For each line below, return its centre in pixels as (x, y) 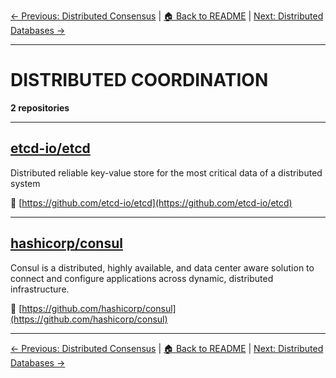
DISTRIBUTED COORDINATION (139, 80)
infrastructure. (40, 289)
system (25, 183)
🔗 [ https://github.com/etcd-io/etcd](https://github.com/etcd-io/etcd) (151, 202)
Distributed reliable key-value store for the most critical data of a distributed (166, 172)
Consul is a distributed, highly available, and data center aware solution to (162, 267)
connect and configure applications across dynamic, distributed (142, 278)
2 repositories (40, 107)
